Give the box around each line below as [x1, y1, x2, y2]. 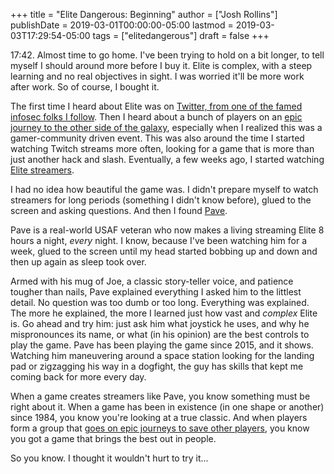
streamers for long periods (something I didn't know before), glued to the [10, 194, 312, 206]
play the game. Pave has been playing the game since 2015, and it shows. [10, 339, 314, 351]
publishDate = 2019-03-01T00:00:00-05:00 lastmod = [10, 19, 234, 31]
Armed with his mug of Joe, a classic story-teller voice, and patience [10, 275, 294, 287]
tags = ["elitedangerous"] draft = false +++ [92, 30, 270, 41]
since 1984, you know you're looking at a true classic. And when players [10, 412, 308, 423]
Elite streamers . [10, 164, 75, 176]
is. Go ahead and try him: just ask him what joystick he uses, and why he [10, 318, 310, 329]
